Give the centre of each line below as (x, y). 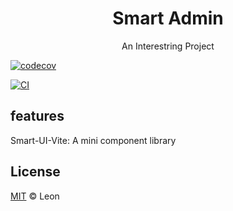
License (35, 172)
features (37, 116)
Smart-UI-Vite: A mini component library (93, 140)
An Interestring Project (168, 46)
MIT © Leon (35, 196)
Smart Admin (168, 18)
